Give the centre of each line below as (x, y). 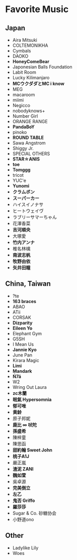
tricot (18, 175)
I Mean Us (23, 344)
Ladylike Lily (25, 548)
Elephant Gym (27, 333)
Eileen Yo (22, 328)
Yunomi (21, 186)
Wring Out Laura (29, 387)
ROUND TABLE (28, 138)
